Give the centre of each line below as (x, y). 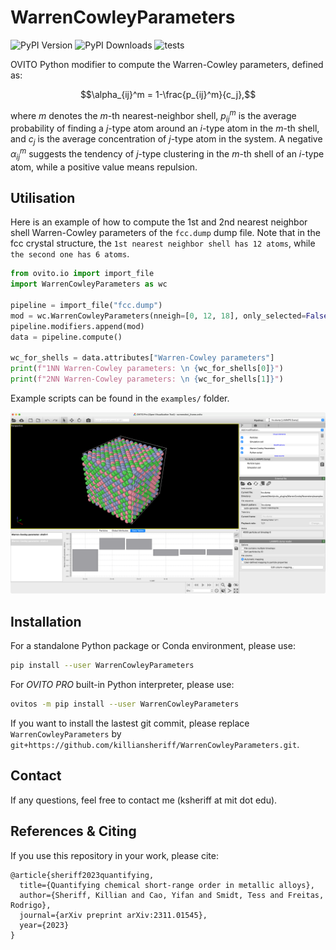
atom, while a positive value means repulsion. (104, 167)
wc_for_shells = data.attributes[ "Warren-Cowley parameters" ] (142, 358)
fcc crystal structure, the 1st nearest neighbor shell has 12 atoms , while (163, 243)
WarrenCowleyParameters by (66, 734)
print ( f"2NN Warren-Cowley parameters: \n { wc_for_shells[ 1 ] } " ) (147, 379)
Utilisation (43, 198)
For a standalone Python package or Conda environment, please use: (153, 646)
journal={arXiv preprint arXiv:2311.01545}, (113, 915)
